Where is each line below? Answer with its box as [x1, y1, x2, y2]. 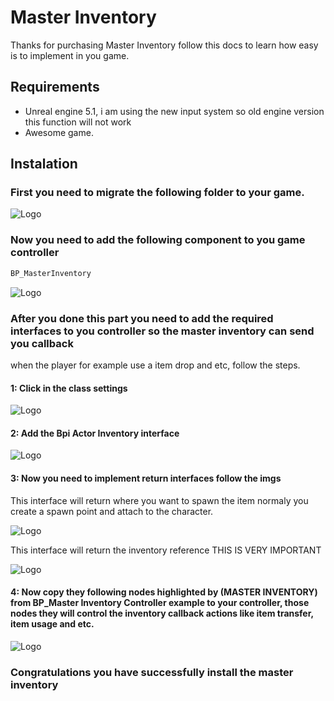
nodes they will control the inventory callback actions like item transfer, [10, 607, 314, 620]
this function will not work [24, 116, 132, 128]
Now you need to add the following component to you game [10, 233, 306, 247]
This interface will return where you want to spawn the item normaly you [10, 494, 309, 506]
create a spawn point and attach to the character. [10, 505, 214, 517]
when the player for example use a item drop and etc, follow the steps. [10, 359, 301, 371]
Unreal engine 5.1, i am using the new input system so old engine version [24, 105, 325, 117]
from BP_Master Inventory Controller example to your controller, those [10, 597, 310, 609]
